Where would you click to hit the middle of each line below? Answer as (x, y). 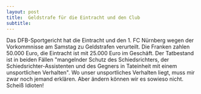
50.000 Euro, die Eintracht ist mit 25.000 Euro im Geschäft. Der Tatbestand (100, 53)
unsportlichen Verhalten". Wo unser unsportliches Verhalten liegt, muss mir (100, 73)
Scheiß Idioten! (25, 86)
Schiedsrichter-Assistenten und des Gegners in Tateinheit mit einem (92, 66)
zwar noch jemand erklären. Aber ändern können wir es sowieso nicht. (95, 79)
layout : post (23, 12)
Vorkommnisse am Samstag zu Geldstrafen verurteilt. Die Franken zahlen (98, 47)
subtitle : (19, 23)
